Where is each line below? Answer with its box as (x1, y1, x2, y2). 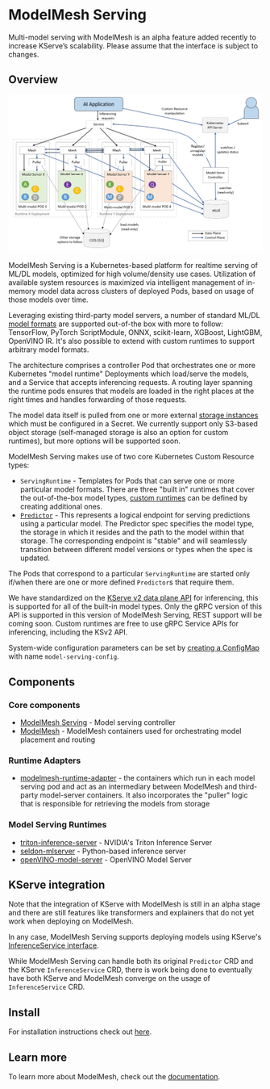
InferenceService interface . (8, 940, 99, 950)
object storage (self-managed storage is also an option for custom (8, 428, 229, 438)
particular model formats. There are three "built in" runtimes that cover (19, 484, 255, 494)
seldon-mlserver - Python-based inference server (19, 846, 187, 856)
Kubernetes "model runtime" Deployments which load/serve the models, (8, 369, 249, 379)
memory (8, 287, 36, 296)
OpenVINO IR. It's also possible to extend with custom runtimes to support (8, 337, 255, 346)
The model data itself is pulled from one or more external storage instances (8, 410, 259, 421)
